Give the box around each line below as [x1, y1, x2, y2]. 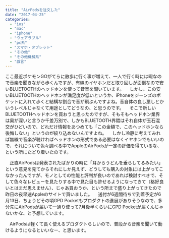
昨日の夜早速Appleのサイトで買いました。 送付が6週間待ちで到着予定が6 [5, 191, 161, 197]
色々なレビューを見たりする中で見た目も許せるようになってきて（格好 [14, 178, 160, 185]
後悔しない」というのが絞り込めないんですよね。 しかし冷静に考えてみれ [5, 130, 161, 136]
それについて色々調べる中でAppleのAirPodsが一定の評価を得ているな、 [14, 143, 162, 149]
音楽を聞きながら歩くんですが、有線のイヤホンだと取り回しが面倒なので [9, 80, 160, 86]
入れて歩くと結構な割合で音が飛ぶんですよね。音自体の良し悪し [22, 99, 155, 105]
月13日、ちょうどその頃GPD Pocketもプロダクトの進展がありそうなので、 [5, 198, 158, 204]
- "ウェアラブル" [10, 36, 42, 41]
